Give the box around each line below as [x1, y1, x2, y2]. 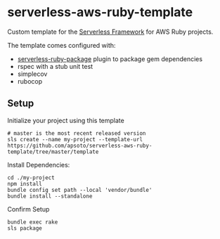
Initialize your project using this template [7, 116, 124, 124]
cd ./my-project [7, 174, 55, 181]
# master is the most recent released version [7, 129, 146, 137]
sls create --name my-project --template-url [7, 136, 143, 143]
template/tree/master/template [7, 148, 99, 155]
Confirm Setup [7, 205, 50, 213]
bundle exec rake [7, 219, 58, 226]
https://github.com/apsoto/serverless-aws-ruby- [7, 142, 153, 149]
